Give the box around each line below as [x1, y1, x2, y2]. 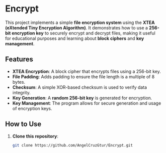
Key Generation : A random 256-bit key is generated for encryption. [12, 95, 153, 101]
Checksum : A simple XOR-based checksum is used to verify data [12, 84, 147, 90]
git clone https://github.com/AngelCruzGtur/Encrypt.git [12, 143, 133, 148]
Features [5, 55, 33, 64]
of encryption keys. [12, 105, 52, 111]
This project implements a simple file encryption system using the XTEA [5, 19, 155, 25]
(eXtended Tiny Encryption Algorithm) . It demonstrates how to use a [5, 24, 148, 30]
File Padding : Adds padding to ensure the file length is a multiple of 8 [12, 73, 155, 80]
